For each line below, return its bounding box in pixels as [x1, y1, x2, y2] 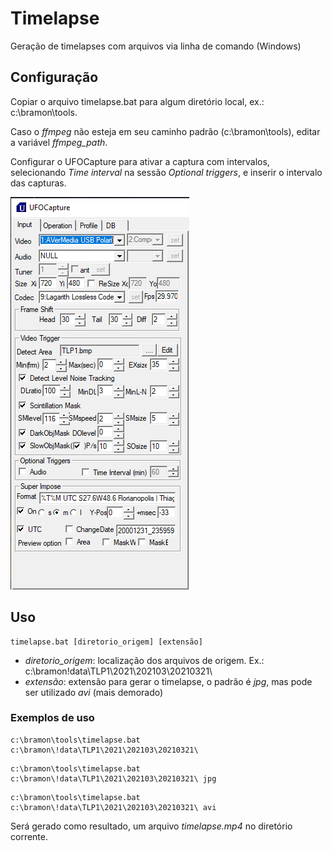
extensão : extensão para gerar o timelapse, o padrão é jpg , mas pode [24, 675, 313, 687]
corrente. [10, 830, 48, 842]
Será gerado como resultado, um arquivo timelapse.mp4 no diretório [10, 820, 293, 832]
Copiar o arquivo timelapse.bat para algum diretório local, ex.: [10, 95, 265, 107]
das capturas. [10, 177, 67, 189]
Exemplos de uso [10, 711, 95, 725]
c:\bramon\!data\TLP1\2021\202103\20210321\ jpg [10, 773, 217, 784]
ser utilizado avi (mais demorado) [24, 686, 164, 698]
